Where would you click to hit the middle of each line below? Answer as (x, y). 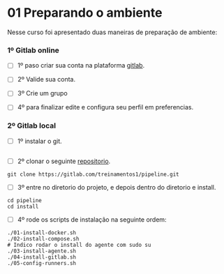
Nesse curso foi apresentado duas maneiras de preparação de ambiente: (112, 32)
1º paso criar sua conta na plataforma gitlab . (81, 66)
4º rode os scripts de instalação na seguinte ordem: (92, 219)
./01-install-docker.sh (42, 233)
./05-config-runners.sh (42, 264)
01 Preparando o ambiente (85, 13)
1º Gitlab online (33, 50)
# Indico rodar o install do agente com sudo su (79, 245)
